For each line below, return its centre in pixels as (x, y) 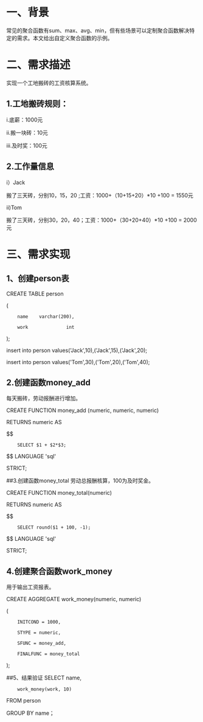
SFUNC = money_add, (42, 644)
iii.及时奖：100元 (27, 145)
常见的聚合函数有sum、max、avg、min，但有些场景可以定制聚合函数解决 (98, 30)
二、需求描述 (39, 65)
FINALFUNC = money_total (49, 654)
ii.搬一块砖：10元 (27, 132)
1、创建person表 (38, 279)
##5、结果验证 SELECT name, (44, 678)
